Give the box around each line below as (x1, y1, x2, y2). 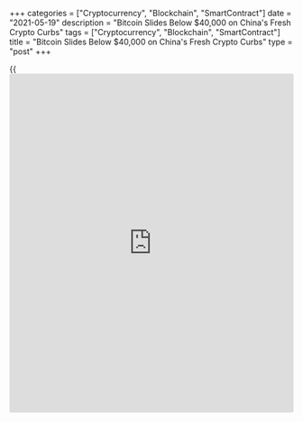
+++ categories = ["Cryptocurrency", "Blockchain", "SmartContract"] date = (9, 8, 292, 18)
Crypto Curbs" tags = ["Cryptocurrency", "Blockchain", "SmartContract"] (9, 27, 281, 37)
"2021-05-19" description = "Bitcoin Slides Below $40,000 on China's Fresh (9, 17, 291, 28)
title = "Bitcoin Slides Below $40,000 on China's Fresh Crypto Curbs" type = (9, 36, 293, 47)
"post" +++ (9, 46, 51, 57)
